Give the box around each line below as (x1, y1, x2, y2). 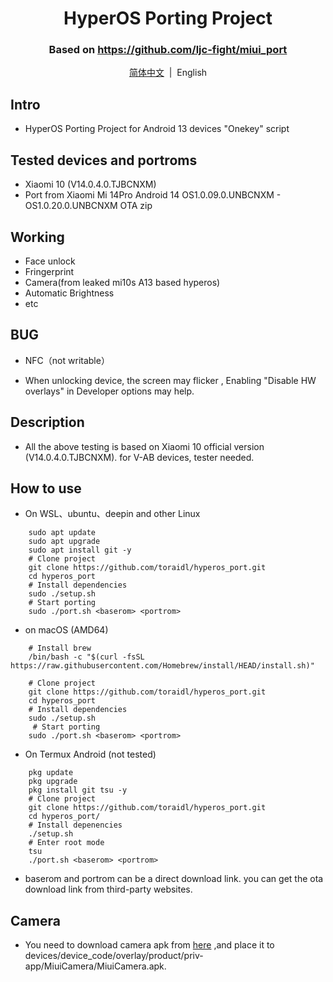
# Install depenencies (28, 820, 123, 831)
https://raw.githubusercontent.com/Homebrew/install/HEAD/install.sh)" (10, 661, 315, 671)
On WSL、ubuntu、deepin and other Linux (24, 508, 201, 520)
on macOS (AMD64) (24, 624, 109, 636)
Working (10, 228, 65, 246)
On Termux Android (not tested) (24, 748, 157, 761)
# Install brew (28, 643, 92, 654)
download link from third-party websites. (24, 883, 193, 896)
